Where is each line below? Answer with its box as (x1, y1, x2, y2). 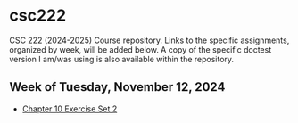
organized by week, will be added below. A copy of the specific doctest (9, 44, 272, 54)
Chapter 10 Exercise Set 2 (21, 103, 118, 114)
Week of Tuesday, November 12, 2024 (9, 79, 226, 94)
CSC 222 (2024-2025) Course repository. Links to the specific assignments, (9, 35, 290, 45)
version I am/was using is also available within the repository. (9, 53, 235, 64)
